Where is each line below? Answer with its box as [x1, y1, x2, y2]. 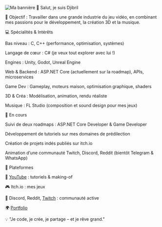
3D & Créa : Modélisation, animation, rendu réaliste [5, 93, 107, 99]
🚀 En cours [5, 112, 27, 117]
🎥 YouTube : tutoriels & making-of [5, 174, 73, 180]
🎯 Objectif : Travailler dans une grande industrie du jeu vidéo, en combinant [5, 14, 157, 20]
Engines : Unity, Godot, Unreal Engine [5, 59, 81, 65]
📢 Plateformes [5, 164, 34, 170]
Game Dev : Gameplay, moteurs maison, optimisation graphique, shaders [5, 84, 152, 89]
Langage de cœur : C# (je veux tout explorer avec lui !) [5, 50, 116, 56]
